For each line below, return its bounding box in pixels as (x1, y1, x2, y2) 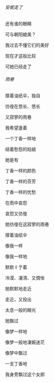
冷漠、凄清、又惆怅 (5, 275, 45, 281)
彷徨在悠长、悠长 (5, 103, 40, 110)
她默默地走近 (5, 286, 31, 292)
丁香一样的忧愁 (5, 189, 36, 195)
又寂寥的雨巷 (5, 114, 31, 120)
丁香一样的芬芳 (5, 179, 36, 185)
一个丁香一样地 (5, 136, 36, 142)
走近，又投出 (5, 296, 31, 302)
